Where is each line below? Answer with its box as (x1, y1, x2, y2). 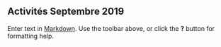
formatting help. (7, 32, 55, 40)
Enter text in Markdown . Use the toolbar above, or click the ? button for (7, 24, 215, 32)
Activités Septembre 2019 (7, 6, 125, 18)
